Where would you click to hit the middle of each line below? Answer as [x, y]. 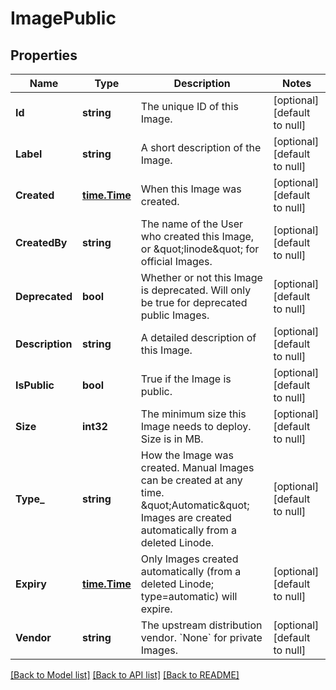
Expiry [31, 584]
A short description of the [201, 147]
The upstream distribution [201, 625]
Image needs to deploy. [196, 426]
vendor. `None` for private [201, 637]
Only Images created [189, 559]
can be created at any [191, 480]
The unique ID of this [189, 106]
